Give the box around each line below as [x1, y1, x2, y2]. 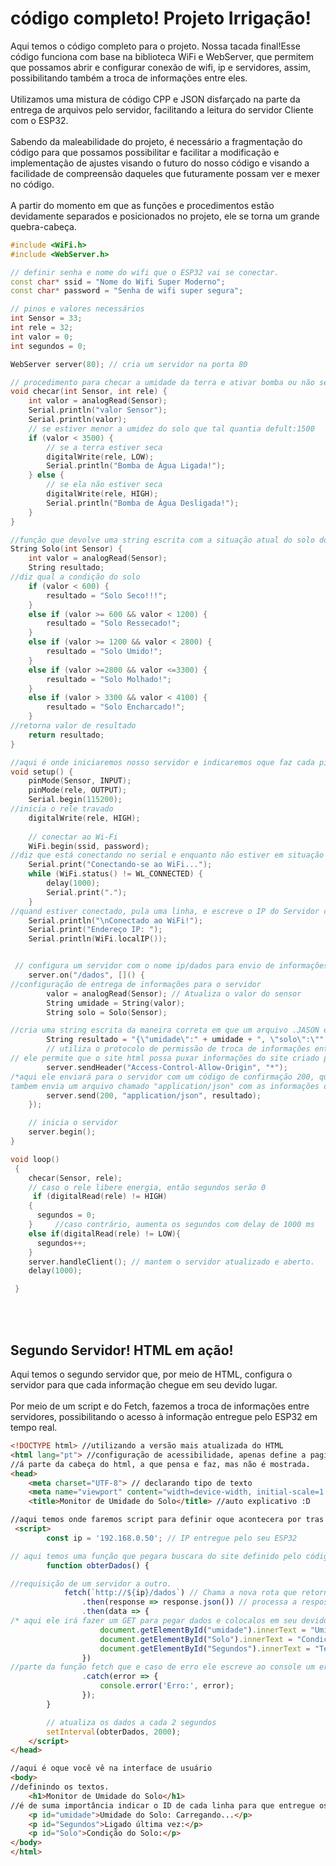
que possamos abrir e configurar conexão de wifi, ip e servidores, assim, [10, 61, 312, 73]
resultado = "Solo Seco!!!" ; [46, 590, 168, 601]
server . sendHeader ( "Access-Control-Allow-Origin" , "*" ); [46, 1062, 288, 1072]
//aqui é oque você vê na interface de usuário [10, 1763, 213, 1774]
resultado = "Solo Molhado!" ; [46, 674, 172, 684]
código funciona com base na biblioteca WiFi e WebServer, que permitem [10, 50, 314, 62]
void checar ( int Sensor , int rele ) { [10, 387, 168, 397]
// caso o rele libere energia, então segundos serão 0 [28, 1182, 267, 1192]
